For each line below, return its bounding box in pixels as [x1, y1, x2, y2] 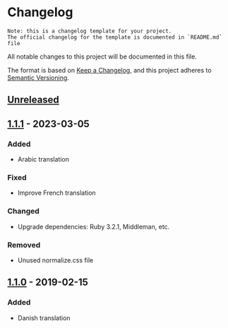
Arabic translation [17, 155, 69, 164]
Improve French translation [17, 188, 97, 198]
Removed [7, 240, 41, 250]
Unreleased [7, 94, 60, 106]
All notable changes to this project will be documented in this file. [7, 52, 198, 61]
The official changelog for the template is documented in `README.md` [7, 33, 222, 41]
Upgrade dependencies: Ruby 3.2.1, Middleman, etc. [17, 222, 170, 231]
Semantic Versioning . [7, 73, 69, 82]
